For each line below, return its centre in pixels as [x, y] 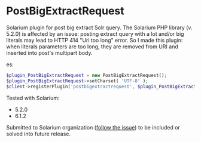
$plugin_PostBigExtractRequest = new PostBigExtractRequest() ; [87, 75]
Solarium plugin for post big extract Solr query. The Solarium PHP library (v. [99, 27]
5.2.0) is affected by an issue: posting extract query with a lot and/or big [95, 33]
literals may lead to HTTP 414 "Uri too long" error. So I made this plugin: [95, 40]
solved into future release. [38, 134]
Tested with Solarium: [33, 98]
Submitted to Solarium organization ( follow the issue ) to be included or [93, 127]
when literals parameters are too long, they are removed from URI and [92, 47]
